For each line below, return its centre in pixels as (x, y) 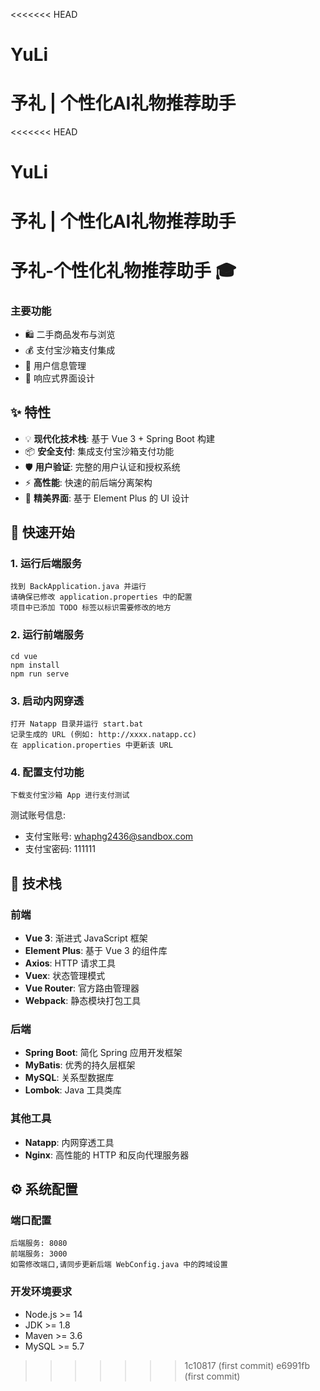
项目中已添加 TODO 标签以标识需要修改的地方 (91, 608)
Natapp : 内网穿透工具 (69, 1142)
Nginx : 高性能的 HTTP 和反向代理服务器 (107, 1155)
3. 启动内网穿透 (47, 701)
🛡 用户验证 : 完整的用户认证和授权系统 (102, 466)
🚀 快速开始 (42, 532)
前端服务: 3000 (39, 1254)
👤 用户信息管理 (55, 365)
